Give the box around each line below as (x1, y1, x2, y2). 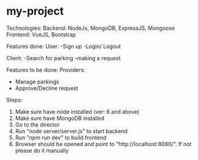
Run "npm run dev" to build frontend (15, 134, 107, 141)
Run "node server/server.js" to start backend (15, 127, 128, 134)
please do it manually (15, 147, 69, 154)
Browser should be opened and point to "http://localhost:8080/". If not (15, 140, 192, 147)
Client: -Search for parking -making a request (6, 54, 121, 61)
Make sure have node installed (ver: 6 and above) (15, 108, 140, 115)
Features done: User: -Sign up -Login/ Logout (6, 43, 121, 50)
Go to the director (15, 120, 60, 128)
